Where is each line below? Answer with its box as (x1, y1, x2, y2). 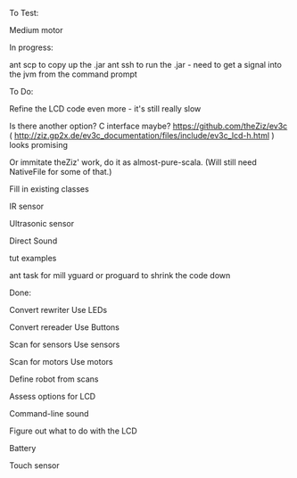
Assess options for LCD (9, 391, 96, 401)
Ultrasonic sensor (9, 218, 74, 228)
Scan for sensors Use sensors (9, 339, 120, 350)
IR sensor (9, 201, 45, 211)
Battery (9, 443, 37, 453)
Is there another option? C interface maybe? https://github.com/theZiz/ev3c (9, 120, 288, 131)
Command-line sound (9, 408, 89, 418)
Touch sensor (9, 460, 60, 471)
